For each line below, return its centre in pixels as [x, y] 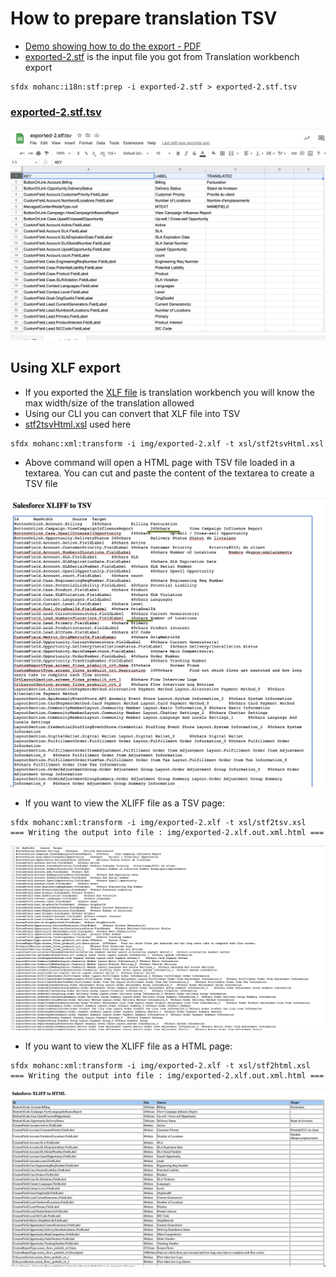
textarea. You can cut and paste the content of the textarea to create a [169, 473]
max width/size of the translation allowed [109, 403]
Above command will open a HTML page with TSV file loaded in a [160, 462]
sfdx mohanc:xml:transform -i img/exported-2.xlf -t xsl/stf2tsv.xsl [158, 822]
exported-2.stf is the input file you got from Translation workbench [162, 56]
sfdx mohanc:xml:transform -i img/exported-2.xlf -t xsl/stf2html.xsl [160, 1065]
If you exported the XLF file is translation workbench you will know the [169, 392]
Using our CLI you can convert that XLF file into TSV [132, 413]
